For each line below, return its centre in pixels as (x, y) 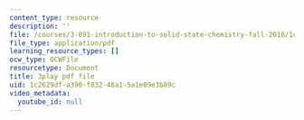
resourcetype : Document (54, 69)
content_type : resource (54, 18)
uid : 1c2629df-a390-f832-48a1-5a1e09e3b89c (93, 85)
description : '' (40, 26)
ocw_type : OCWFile (44, 60)
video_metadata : (40, 93)
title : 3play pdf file (52, 77)
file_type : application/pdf (62, 43)
